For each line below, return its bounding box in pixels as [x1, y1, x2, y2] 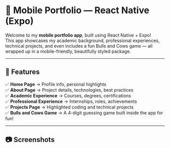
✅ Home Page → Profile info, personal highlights [5, 81, 107, 87]
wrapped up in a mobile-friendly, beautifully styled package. [5, 48, 132, 54]
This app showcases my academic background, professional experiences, [5, 38, 160, 44]
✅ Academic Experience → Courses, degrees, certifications [5, 92, 132, 98]
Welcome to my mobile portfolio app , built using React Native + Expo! [5, 32, 151, 38]
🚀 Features [5, 68, 40, 77]
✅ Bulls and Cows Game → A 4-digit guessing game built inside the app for [5, 109, 163, 116]
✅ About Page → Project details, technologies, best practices [5, 87, 134, 93]
